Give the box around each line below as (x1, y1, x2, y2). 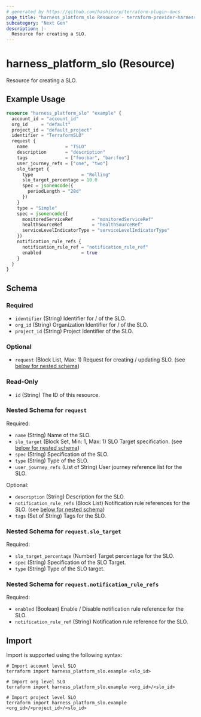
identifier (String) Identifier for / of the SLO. (14, 315, 126, 322)
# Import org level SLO (6, 679, 66, 685)
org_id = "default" (11, 121, 71, 127)
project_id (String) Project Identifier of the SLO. (14, 327, 133, 334)
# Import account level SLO (6, 663, 77, 670)
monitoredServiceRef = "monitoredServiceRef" (22, 216, 154, 222)
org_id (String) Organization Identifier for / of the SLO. (14, 321, 148, 328)
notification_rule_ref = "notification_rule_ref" (22, 244, 148, 250)
